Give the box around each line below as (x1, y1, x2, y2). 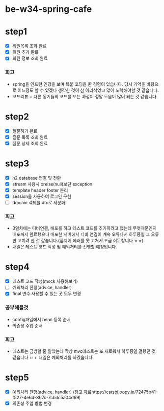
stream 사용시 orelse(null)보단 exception (12, 181, 93, 187)
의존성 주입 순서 (12, 322, 43, 329)
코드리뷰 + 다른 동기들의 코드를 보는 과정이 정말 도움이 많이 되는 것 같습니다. (12, 93, 158, 99)
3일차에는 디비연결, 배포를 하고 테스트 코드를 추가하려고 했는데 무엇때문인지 (12, 225, 157, 231)
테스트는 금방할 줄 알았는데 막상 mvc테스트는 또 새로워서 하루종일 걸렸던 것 (12, 348, 156, 354)
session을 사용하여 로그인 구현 (12, 193, 71, 199)
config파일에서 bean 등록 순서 (12, 316, 71, 322)
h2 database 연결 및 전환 (12, 175, 61, 181)
